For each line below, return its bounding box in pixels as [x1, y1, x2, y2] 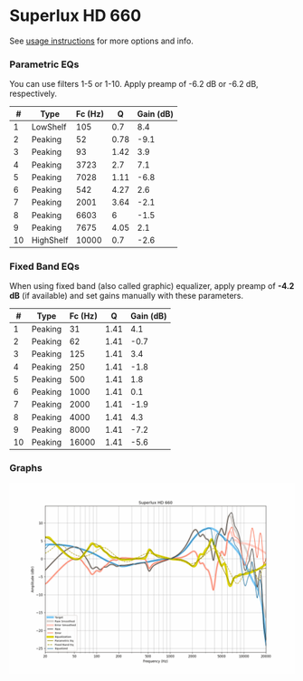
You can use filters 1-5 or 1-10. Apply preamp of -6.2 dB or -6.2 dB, [9, 79, 260, 90]
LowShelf [31, 121, 67, 132]
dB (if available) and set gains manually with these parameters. [9, 291, 244, 302]
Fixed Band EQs [9, 260, 80, 273]
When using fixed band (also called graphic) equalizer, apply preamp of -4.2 [9, 281, 295, 292]
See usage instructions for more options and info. [9, 35, 194, 46]
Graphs [9, 462, 43, 475]
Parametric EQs [9, 58, 80, 71]
